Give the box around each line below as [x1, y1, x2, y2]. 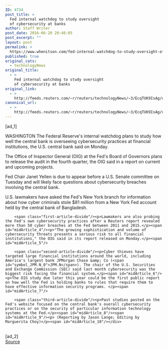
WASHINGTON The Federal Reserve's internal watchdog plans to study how [5, 133, 161, 139]
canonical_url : [5, 100, 37, 105]
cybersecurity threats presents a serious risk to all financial [5, 231, 144, 236]
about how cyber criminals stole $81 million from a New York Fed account [5, 199, 156, 205]
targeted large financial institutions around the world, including [5, 253, 151, 258]
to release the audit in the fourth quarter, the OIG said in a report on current [5, 158, 160, 164]
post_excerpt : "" [5, 35, 41, 40]
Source [5, 338, 20, 344]
